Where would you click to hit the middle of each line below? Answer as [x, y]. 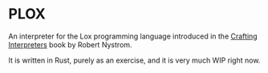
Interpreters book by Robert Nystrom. [70, 44]
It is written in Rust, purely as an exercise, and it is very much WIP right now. [134, 60]
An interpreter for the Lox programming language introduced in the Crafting [133, 36]
